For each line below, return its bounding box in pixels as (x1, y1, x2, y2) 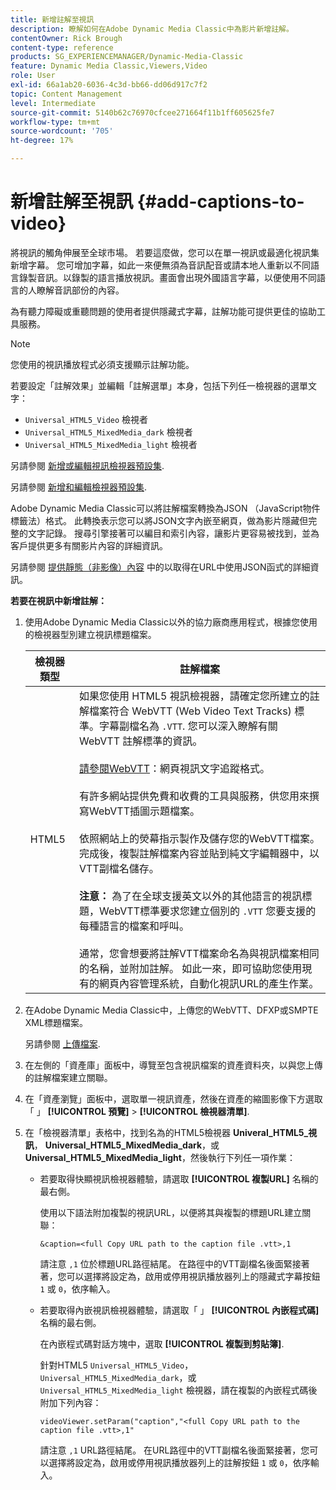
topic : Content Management (10, 89, 123, 99)
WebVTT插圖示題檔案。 (89, 804, 201, 818)
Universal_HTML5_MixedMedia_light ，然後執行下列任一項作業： (24, 1151, 296, 1163)
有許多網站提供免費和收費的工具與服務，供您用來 (79, 789, 310, 803)
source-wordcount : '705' (10, 126, 114, 136)
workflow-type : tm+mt (10, 117, 101, 127)
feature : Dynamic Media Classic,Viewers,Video (10, 61, 208, 71)
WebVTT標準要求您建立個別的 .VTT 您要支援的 (99, 904, 317, 918)
